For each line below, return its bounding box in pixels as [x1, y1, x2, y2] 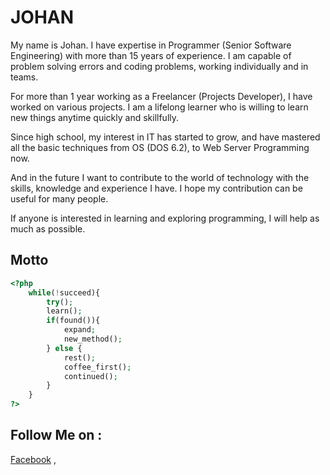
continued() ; [63, 371, 118, 381]
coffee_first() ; [63, 362, 132, 372]
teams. [10, 71, 39, 83]
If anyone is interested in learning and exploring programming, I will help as [10, 212, 320, 224]
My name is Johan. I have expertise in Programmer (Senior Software [10, 39, 292, 51]
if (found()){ [46, 316, 101, 326]
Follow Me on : [10, 427, 103, 444]
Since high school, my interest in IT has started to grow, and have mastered [10, 131, 321, 143]
